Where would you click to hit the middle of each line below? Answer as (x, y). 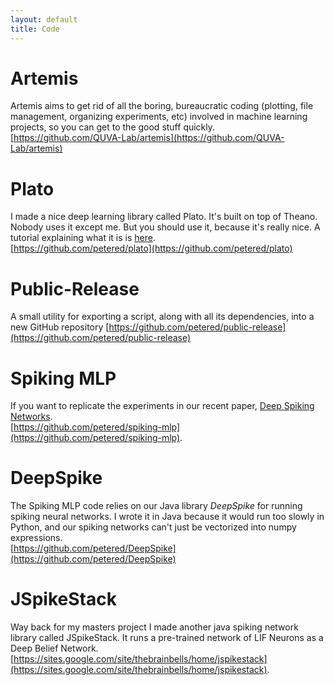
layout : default (44, 19)
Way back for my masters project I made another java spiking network (154, 627)
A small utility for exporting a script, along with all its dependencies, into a (162, 317)
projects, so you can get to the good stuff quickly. (113, 127)
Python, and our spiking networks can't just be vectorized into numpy (153, 527)
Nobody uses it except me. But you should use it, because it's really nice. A (165, 227)
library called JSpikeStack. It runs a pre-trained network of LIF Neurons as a (167, 638)
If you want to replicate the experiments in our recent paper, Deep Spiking (162, 406)
